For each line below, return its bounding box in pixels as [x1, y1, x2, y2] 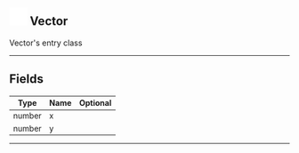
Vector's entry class [9, 37, 83, 48]
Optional [78, 98, 112, 109]
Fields [9, 71, 44, 87]
